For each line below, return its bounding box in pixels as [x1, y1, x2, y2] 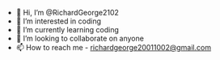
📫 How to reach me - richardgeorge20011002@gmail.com [15, 43, 212, 52]
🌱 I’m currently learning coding [15, 25, 120, 34]
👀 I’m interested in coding [15, 16, 102, 26]
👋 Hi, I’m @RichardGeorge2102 [15, 8, 120, 17]
